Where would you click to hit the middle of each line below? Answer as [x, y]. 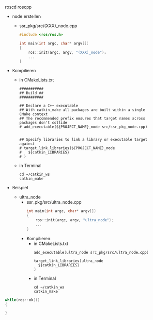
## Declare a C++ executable [49, 106]
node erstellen [26, 16]
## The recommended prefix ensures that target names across [82, 119]
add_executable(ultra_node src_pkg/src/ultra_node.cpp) [91, 252]
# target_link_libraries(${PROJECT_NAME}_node [67, 148]
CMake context [33, 114]
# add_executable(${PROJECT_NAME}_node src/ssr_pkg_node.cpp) [83, 127]
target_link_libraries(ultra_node [69, 261]
